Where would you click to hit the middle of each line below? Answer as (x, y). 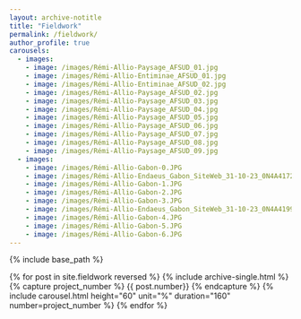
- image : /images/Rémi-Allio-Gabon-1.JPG (103, 185)
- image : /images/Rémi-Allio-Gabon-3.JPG (103, 201)
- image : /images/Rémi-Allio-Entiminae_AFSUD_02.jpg (126, 84)
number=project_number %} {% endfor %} (89, 306)
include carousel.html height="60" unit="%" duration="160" (120, 296)
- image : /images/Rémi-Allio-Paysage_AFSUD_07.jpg (122, 134)
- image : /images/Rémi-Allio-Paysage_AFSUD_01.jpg (122, 68)
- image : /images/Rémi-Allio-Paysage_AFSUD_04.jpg (122, 109)
